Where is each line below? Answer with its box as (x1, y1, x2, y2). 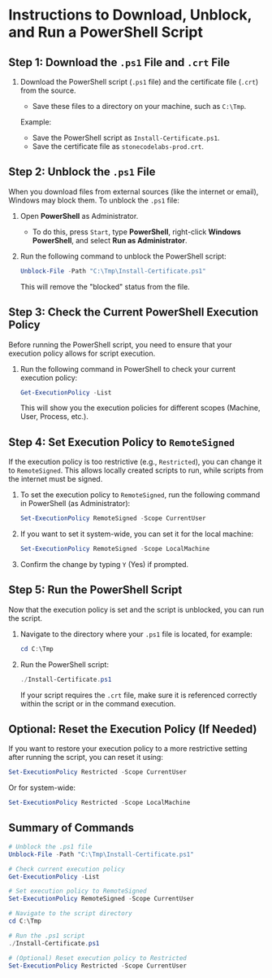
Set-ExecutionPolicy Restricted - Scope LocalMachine (8, 799, 191, 807)
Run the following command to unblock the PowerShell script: (19, 251, 227, 261)
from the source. (19, 85, 76, 95)
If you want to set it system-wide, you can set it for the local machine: (19, 529, 254, 539)
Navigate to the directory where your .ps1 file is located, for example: (19, 629, 253, 639)
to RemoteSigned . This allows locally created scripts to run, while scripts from (8, 465, 264, 475)
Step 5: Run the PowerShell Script (8, 583, 183, 597)
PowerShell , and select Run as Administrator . (32, 235, 188, 245)
